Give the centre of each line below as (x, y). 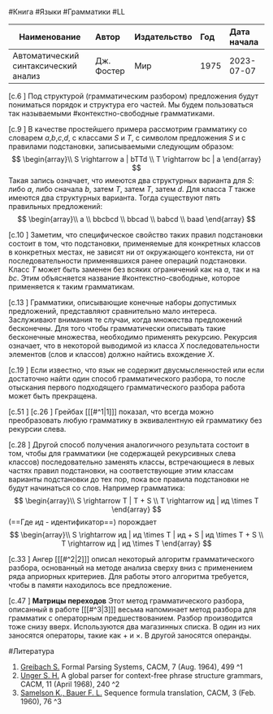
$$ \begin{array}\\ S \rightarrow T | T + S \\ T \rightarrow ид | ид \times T (136, 501)
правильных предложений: (56, 206)
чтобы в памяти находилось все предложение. (90, 585)
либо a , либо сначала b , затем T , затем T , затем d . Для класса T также (132, 189)
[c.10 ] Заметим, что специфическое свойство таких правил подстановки (136, 235)
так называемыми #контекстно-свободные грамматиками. (112, 113)
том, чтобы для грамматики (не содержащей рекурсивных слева (122, 453)
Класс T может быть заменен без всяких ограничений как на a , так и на (134, 269)
